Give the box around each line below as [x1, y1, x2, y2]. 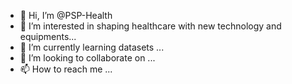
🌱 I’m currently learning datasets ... [19, 41, 165, 53]
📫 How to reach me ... [19, 63, 113, 75]
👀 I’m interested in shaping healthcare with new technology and [19, 20, 282, 32]
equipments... [19, 31, 77, 42]
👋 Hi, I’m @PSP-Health [19, 10, 113, 21]
